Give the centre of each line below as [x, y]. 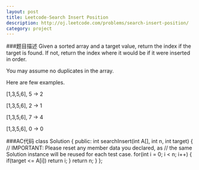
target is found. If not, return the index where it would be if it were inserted [98, 53]
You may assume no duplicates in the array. [60, 71]
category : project [29, 28]
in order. [16, 59]
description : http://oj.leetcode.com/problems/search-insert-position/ [97, 23]
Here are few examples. [35, 83]
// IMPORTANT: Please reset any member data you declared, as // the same [99, 148]
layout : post [22, 12]
